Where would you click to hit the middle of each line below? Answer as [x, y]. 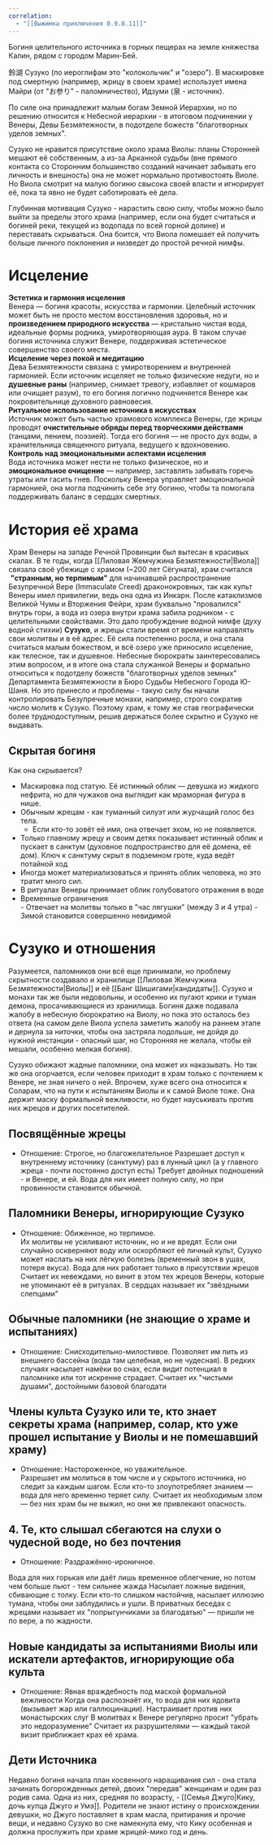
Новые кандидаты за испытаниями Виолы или [133, 1646]
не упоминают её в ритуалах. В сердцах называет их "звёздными [134, 1285]
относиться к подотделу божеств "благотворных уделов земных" [123, 673]
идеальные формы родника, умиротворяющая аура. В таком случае [128, 332]
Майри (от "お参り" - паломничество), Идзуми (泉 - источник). [117, 91]
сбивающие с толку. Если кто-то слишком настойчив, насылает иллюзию [136, 1595]
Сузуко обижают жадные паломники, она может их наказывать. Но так [133, 1065]
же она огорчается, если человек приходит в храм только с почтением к [136, 1073]
